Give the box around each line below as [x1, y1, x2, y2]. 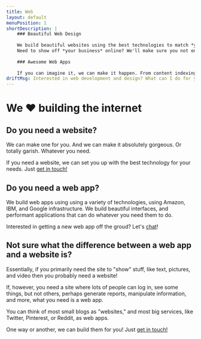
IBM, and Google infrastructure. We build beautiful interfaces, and [6, 205, 169, 212]
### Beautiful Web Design [17, 31, 82, 37]
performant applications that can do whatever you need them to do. [6, 211, 173, 219]
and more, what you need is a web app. [6, 296, 103, 303]
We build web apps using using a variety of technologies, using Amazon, [6, 198, 185, 205]
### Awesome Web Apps [17, 59, 71, 65]
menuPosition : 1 [6, 20, 47, 26]
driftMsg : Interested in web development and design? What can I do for [6, 75, 191, 81]
